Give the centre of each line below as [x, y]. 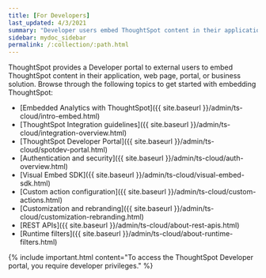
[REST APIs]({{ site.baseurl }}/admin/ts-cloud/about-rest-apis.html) [129, 225]
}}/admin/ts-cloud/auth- [204, 158]
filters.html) [38, 242]
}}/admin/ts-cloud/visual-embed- [190, 175]
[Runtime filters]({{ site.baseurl [70, 234]
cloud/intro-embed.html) [60, 116]
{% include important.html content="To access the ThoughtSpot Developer [131, 257]
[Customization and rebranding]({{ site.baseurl [96, 208]
